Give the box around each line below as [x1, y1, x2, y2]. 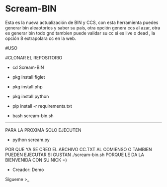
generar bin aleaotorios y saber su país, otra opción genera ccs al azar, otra [5, 24, 161, 30]
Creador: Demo [12, 167, 44, 173]
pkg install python [12, 93, 49, 99]
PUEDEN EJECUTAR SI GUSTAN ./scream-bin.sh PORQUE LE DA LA [5, 152, 144, 158]
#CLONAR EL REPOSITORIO [5, 54, 63, 60]
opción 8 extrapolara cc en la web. [5, 35, 76, 41]
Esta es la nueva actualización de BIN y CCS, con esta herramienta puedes [5, 19, 159, 25]
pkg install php [12, 83, 43, 90]
